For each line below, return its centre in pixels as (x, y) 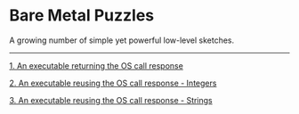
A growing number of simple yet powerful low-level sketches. (122, 40)
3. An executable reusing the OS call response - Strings (111, 100)
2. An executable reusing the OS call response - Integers (113, 83)
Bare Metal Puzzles (82, 16)
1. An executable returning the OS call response (97, 65)
